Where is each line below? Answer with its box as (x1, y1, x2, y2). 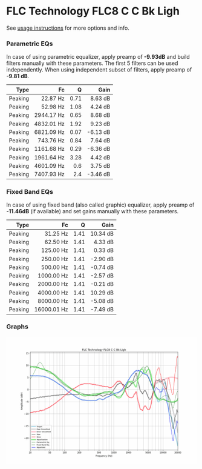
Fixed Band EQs (6, 187, 53, 196)
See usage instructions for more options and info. (6, 24, 130, 32)
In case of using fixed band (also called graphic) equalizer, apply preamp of (6, 201, 195, 208)
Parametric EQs (6, 39, 53, 48)
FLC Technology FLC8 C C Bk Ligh (6, 4, 180, 18)
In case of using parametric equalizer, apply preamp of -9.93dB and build (6, 53, 191, 61)
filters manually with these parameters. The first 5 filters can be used (6, 59, 178, 67)
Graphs (6, 322, 28, 331)
